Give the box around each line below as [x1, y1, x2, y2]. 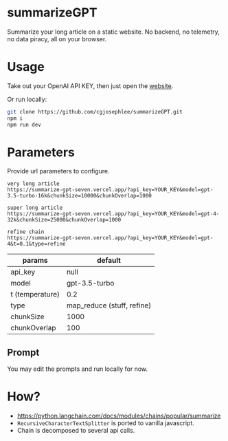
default [97, 256, 122, 266]
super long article [7, 204, 63, 211]
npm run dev [7, 121, 41, 128]
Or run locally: [7, 95, 47, 103]
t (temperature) [10, 290, 60, 299]
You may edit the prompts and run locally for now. [7, 365, 148, 373]
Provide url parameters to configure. [7, 167, 110, 175]
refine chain [7, 228, 45, 235]
